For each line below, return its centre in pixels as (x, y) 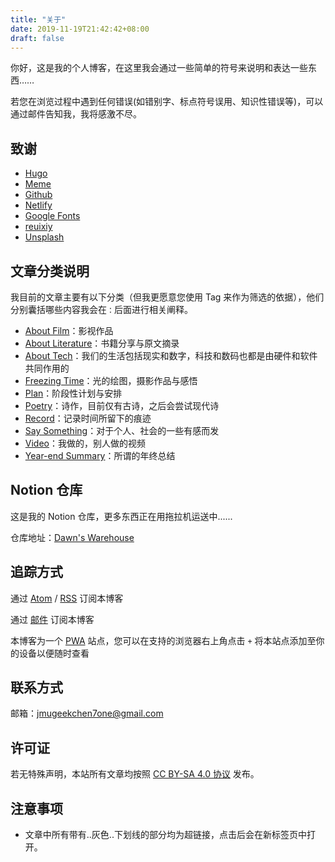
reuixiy (38, 227)
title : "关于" (38, 19)
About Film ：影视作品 (69, 330)
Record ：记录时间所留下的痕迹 (88, 418)
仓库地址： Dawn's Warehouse (72, 537)
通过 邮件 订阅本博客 (52, 619)
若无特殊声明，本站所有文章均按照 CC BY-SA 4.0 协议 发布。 (135, 774)
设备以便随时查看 (54, 653)
